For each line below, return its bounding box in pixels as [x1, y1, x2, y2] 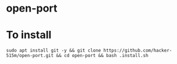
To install [6, 29, 52, 42]
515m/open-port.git [6, 53, 54, 59]
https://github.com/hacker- [103, 48, 172, 54]
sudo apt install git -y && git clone [6, 48, 101, 54]
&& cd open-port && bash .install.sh [56, 53, 149, 59]
